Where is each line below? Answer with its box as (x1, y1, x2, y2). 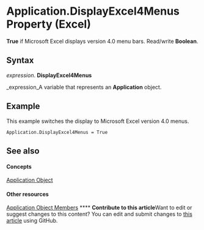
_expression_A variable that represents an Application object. (6, 83, 162, 91)
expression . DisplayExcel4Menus (6, 72, 92, 79)
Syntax (6, 55, 34, 65)
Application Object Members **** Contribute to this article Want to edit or (6, 204, 192, 212)
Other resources (6, 190, 49, 198)
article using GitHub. (6, 217, 58, 224)
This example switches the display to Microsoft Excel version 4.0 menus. (6, 117, 189, 125)
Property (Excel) (6, 17, 92, 31)
